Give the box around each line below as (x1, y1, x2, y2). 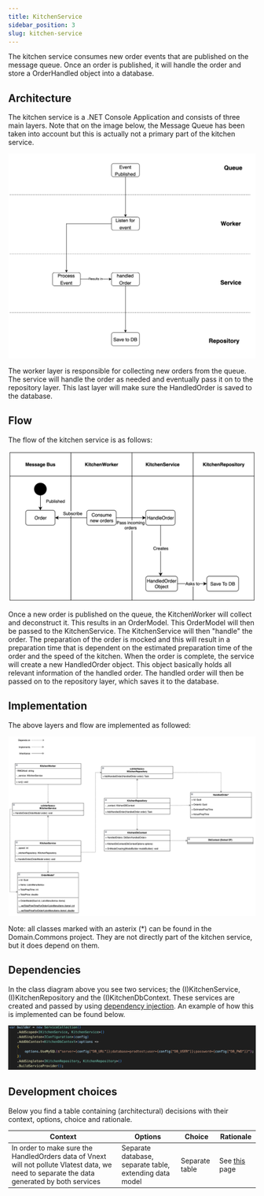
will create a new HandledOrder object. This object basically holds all (8, 660, 232, 669)
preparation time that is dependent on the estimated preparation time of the (8, 643, 253, 653)
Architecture (8, 91, 72, 105)
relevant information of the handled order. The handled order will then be (8, 669, 244, 678)
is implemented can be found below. (8, 1009, 126, 1019)
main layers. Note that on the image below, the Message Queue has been (8, 121, 245, 130)
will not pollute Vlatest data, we (11, 1160, 112, 1170)
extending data (121, 1168, 170, 1178)
